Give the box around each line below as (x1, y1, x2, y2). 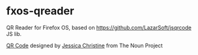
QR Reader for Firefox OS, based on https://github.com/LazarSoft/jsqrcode (6, 24, 191, 31)
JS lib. (6, 30, 22, 37)
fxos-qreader (6, 4, 75, 18)
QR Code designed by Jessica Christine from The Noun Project (6, 42, 163, 49)
